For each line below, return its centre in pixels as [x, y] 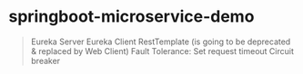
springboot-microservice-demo [131, 17]
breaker [45, 60]
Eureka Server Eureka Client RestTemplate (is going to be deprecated [161, 42]
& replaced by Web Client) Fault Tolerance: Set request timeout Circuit [162, 51]
